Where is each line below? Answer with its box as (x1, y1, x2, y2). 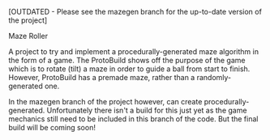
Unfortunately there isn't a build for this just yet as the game (46, 105, 247, 115)
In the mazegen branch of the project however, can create (8, 97, 203, 106)
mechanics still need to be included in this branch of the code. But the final (8, 114, 259, 124)
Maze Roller (8, 32, 49, 40)
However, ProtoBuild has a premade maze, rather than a (8, 73, 195, 82)
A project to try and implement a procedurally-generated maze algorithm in (8, 47, 259, 56)
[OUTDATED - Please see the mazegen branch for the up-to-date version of (8, 7, 262, 16)
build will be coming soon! (8, 123, 96, 132)
